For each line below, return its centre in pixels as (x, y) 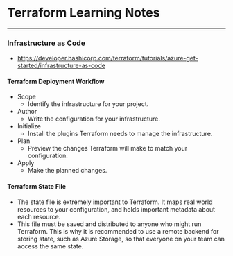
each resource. (39, 216)
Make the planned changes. (67, 171)
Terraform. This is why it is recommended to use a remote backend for (118, 231)
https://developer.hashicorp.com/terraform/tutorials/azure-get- (108, 58)
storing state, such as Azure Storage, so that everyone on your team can (121, 239)
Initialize (29, 126)
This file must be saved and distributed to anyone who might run (109, 224)
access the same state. (50, 246)
